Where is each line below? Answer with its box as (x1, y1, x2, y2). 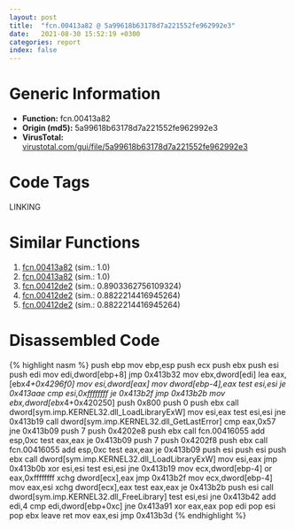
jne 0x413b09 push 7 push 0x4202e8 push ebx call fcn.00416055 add (9, 425, 266, 436)
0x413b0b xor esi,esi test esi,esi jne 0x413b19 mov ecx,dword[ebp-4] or (9, 463, 273, 473)
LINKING (9, 202, 42, 212)
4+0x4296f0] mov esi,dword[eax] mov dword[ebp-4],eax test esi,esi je (25, 378, 286, 389)
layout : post (9, 12, 58, 22)
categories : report (9, 37, 82, 47)
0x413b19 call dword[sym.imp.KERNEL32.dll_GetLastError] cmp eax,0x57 (9, 416, 276, 426)
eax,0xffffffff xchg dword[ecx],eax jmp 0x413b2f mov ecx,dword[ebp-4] (9, 472, 273, 483)
